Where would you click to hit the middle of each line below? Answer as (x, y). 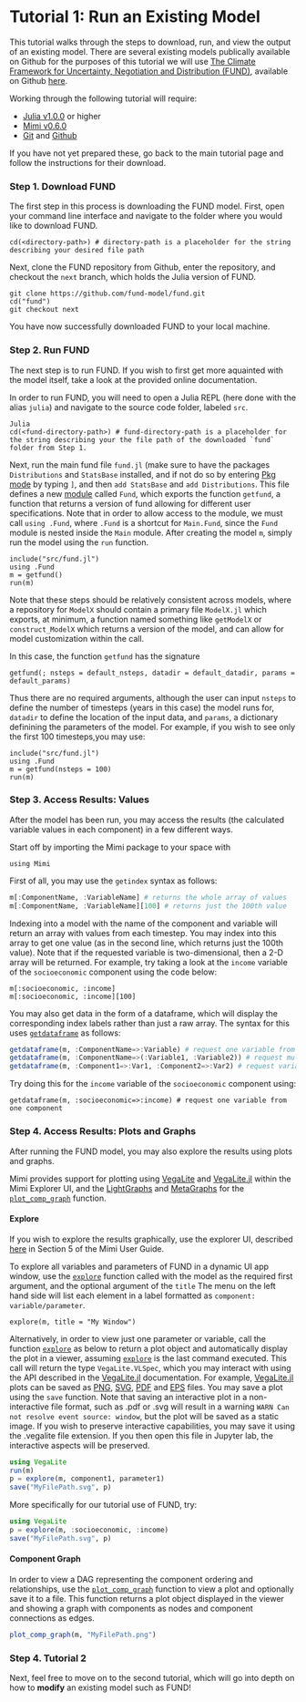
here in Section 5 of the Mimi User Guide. (87, 1248)
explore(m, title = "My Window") (73, 1322)
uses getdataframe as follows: (65, 1033)
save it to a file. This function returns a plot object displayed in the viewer (147, 1599)
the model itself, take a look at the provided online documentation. (133, 379)
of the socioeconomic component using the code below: (113, 972)
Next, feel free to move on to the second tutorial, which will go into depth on (152, 1678)
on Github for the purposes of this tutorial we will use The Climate (133, 61)
